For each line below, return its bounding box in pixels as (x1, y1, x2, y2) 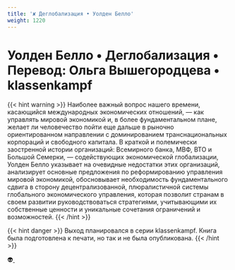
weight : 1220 (7, 17, 46, 24)
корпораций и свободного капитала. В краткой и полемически (7, 138, 198, 147)
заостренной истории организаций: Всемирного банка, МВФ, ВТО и (7, 145, 212, 154)
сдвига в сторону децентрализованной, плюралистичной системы (7, 183, 209, 191)
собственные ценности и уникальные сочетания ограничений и (7, 205, 201, 214)
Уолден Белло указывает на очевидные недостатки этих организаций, (7, 160, 220, 169)
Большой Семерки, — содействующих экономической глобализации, (7, 153, 219, 161)
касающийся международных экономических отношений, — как (7, 108, 205, 116)
